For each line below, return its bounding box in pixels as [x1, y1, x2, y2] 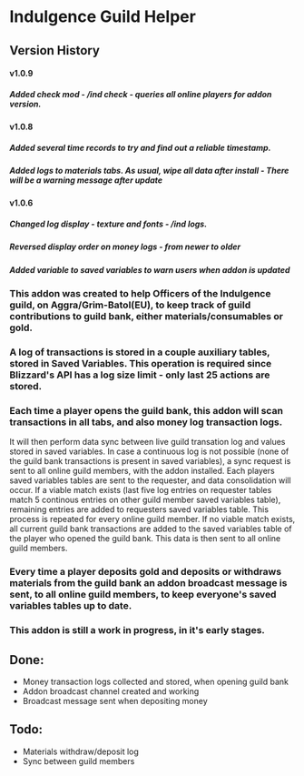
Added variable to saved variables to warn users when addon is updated [9, 264, 290, 275]
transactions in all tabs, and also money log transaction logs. [9, 416, 283, 428]
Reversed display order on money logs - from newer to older [9, 241, 241, 252]
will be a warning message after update [9, 175, 163, 186]
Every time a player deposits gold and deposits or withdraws [9, 566, 282, 579]
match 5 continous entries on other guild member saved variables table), [9, 494, 281, 506]
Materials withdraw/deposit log [22, 746, 139, 757]
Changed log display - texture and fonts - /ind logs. [9, 218, 208, 229]
